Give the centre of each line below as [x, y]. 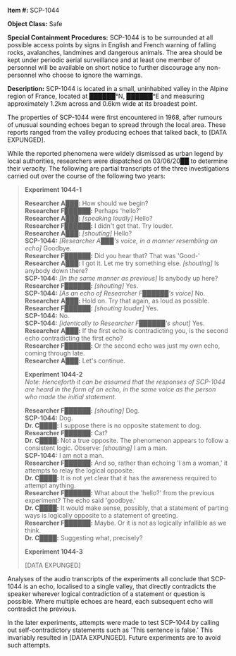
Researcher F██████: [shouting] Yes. [81, 286]
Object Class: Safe [35, 24]
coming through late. [55, 353]
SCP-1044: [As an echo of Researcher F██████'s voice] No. [115, 293]
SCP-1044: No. [47, 316]
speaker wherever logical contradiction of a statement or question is [106, 594]
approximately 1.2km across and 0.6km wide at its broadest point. [103, 104]
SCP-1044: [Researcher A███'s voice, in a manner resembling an [121, 241]
